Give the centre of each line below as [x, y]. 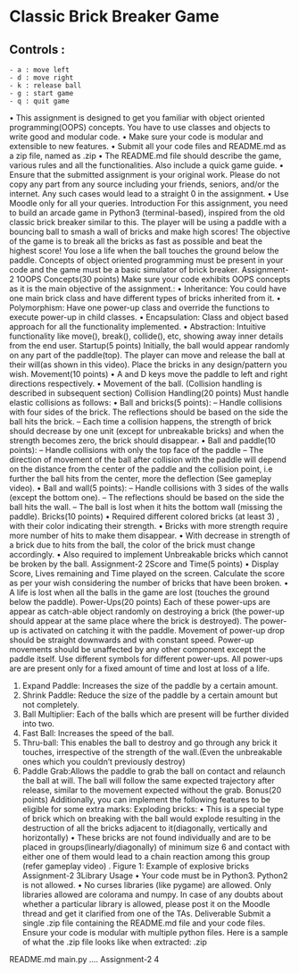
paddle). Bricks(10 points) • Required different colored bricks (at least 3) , [144, 516]
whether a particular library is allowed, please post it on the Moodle [146, 904]
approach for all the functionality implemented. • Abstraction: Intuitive [137, 327]
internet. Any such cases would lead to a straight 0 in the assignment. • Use [149, 193]
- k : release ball [46, 86]
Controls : [37, 50]
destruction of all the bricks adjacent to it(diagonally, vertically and [145, 828]
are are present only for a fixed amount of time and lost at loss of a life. [140, 668]
